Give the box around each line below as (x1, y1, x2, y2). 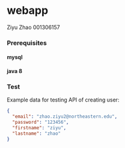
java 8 (7, 68, 23, 75)
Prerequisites (7, 39, 47, 47)
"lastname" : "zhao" (12, 130, 61, 137)
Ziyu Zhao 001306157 (7, 24, 60, 31)
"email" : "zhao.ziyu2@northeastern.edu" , (12, 114, 118, 120)
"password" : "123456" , (12, 119, 69, 126)
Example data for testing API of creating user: (7, 96, 120, 103)
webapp (7, 4, 49, 18)
